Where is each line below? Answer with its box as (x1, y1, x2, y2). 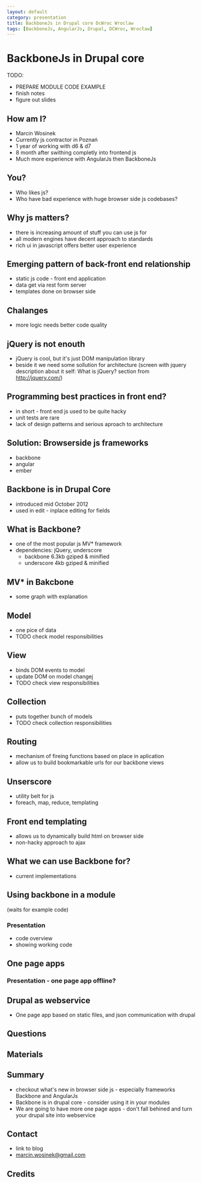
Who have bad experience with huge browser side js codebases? (15, 195, 178, 202)
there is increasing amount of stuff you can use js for (15, 229, 147, 236)
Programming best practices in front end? (7, 392, 167, 402)
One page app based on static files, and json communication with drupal (15, 1012, 196, 1019)
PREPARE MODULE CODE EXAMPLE (15, 83, 106, 91)
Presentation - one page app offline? (7, 977, 116, 985)
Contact (7, 1129, 38, 1140)
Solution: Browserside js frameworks (7, 438, 149, 448)
